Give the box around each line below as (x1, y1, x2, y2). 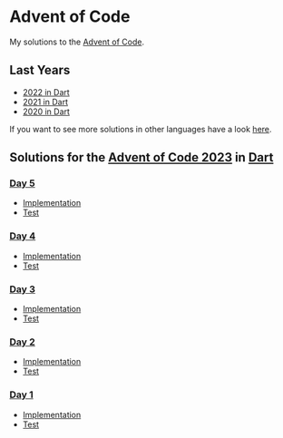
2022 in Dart (22, 86, 70, 97)
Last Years (9, 63, 71, 78)
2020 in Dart (22, 106, 71, 117)
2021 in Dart (22, 96, 68, 107)
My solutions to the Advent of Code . (9, 36, 145, 47)
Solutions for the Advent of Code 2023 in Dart (9, 150, 274, 165)
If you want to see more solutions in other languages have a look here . (9, 123, 272, 134)
